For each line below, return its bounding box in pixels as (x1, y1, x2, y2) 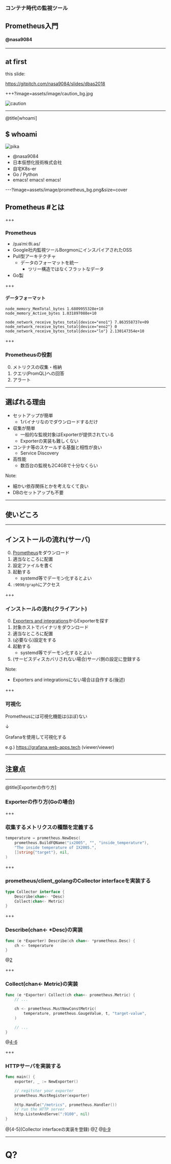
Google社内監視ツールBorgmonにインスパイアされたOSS (12, 247, 132, 253)
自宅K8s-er (12, 166, 37, 172)
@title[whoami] (5, 115, 37, 121)
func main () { (5, 1074, 36, 1079)
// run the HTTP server (14, 1107, 65, 1112)
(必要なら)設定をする (12, 637, 57, 643)
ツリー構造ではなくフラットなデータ (27, 266, 104, 272)
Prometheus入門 (5, 22, 59, 31)
